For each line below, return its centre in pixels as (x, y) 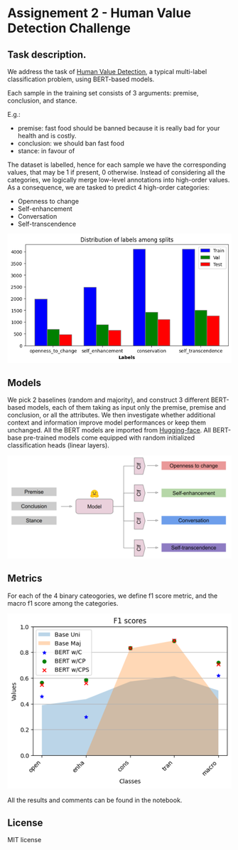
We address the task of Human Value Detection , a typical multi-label (107, 72)
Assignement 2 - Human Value (99, 13)
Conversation (37, 216)
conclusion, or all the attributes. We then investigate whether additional (111, 415)
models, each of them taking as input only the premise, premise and (126, 408)
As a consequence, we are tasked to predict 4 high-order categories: (108, 187)
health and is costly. (47, 136)
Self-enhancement (45, 209)
